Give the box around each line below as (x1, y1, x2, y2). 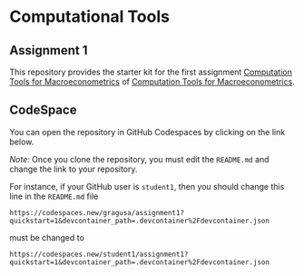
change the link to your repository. (9, 163, 138, 174)
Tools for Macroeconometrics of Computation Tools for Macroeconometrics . (9, 76, 295, 87)
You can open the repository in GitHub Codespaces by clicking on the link (9, 126, 286, 137)
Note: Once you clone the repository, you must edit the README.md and (9, 153, 270, 164)
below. (9, 136, 34, 147)
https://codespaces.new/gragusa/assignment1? (9, 208, 184, 217)
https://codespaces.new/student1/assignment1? (9, 250, 189, 259)
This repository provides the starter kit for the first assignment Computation (9, 66, 292, 77)
